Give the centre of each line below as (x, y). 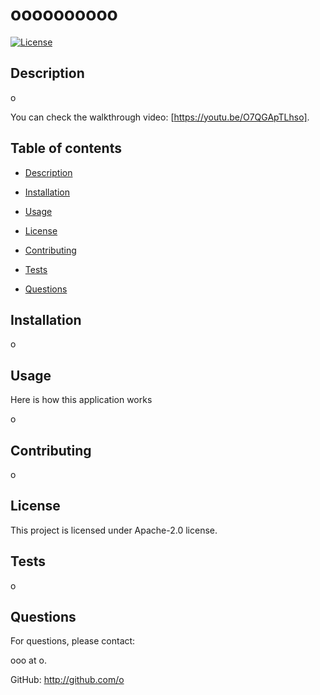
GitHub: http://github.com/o (67, 680)
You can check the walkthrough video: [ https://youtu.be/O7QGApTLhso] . (160, 117)
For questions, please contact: (73, 641)
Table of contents (66, 148)
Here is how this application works (81, 400)
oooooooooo (64, 14)
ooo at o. (28, 660)
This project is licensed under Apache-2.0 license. (114, 530)
